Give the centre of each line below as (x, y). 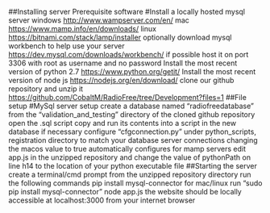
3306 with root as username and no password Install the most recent (123, 63)
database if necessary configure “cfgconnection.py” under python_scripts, (132, 132)
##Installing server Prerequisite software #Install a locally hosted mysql (127, 12)
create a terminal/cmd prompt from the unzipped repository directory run (130, 174)
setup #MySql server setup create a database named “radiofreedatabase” (131, 106)
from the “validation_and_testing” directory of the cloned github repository (132, 115)
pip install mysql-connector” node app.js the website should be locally (125, 192)
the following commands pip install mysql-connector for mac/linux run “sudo (135, 183)
